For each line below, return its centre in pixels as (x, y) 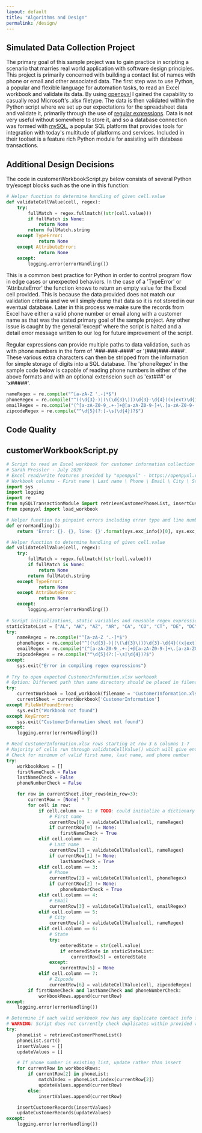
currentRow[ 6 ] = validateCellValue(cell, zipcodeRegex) (121, 985)
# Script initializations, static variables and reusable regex (88, 621)
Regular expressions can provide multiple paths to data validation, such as (98, 345)
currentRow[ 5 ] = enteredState (109, 957)
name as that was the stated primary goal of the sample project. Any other (98, 320)
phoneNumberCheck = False (50, 783)
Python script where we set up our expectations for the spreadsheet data (97, 107)
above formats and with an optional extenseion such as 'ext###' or (89, 377)
